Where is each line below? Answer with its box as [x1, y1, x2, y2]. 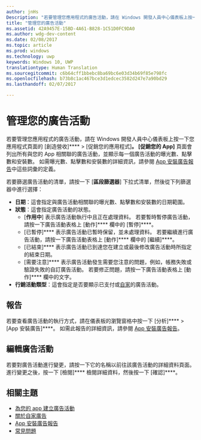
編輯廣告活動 [6, 344, 54, 354]
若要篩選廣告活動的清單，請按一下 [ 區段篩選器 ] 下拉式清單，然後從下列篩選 [6, 178, 191, 185]
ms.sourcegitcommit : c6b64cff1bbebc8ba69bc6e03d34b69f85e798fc [6, 70, 167, 76]
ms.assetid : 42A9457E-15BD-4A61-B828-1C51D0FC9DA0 [6, 25, 135, 32]
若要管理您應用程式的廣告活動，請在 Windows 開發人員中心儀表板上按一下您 [6, 135, 194, 142]
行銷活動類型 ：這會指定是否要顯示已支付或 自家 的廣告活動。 [14, 280, 162, 288]
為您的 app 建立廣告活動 [14, 405, 75, 412]
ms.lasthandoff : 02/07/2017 [6, 82, 77, 88]
